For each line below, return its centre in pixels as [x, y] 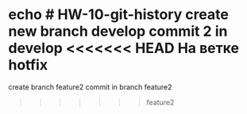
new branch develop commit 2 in [118, 31]
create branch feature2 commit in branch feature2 [90, 87]
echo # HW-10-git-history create [118, 15]
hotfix [28, 65]
